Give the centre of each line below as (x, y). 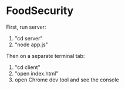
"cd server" (28, 38)
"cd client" (27, 67)
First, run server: (26, 27)
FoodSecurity (40, 11)
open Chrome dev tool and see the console (67, 80)
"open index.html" (36, 73)
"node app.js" (31, 44)
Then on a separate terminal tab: (45, 56)
